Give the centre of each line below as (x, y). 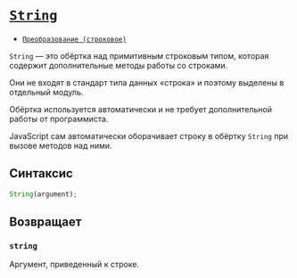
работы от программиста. (59, 119)
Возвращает (45, 222)
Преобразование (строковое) (74, 39)
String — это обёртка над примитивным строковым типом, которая (139, 55)
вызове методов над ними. (61, 145)
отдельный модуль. (46, 92)
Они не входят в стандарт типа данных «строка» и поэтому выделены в (147, 82)
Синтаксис (41, 173)
